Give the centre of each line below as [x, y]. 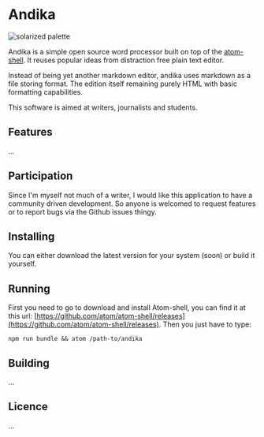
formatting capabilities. [45, 92]
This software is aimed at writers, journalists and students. [103, 107]
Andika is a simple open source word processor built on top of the [115, 51]
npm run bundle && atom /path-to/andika [76, 339]
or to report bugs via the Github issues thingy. [83, 211]
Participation [41, 176]
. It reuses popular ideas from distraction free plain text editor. [124, 60]
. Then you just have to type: [205, 324]
